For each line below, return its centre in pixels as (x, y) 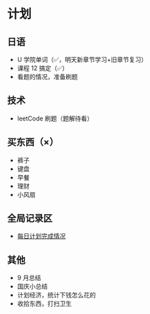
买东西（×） (33, 142)
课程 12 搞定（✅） (43, 68)
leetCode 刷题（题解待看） (55, 118)
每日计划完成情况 (41, 236)
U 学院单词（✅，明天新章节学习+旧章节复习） (82, 60)
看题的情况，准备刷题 (47, 77)
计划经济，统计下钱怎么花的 (56, 295)
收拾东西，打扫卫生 (44, 304)
